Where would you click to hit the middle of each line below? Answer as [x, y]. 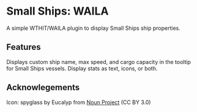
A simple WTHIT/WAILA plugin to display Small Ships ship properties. [93, 28]
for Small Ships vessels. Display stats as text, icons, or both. [82, 68]
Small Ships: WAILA [58, 11]
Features [24, 47]
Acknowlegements [43, 87]
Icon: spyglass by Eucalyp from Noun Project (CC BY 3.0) [79, 102]
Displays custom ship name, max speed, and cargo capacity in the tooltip [99, 61]
